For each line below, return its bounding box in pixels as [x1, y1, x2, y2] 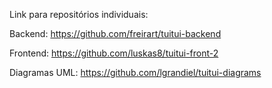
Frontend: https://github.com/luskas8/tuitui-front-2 [9, 47, 219, 59]
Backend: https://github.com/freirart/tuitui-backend [9, 28, 222, 39]
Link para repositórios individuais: [9, 9, 149, 20]
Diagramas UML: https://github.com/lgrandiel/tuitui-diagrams [9, 67, 262, 78]
